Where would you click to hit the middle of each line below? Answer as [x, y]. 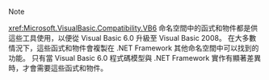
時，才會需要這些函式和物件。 [58, 68]
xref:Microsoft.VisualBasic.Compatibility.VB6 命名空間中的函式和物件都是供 [133, 28]
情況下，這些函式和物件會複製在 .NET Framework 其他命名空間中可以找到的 [134, 48]
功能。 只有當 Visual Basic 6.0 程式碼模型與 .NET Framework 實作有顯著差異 [134, 58]
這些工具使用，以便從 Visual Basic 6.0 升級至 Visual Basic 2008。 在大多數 [132, 38]
